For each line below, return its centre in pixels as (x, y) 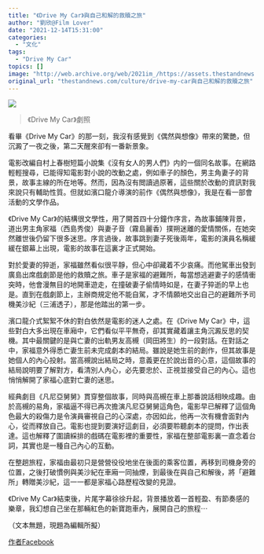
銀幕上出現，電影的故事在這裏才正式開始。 (90, 248)
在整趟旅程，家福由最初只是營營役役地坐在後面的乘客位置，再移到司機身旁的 (132, 462)
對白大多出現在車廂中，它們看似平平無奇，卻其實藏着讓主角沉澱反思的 (128, 330)
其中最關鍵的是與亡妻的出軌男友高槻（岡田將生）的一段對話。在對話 (132, 340)
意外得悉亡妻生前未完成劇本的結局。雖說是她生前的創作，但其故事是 (145, 350)
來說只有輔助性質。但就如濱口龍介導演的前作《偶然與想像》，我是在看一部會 (130, 192)
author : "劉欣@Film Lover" (51, 23)
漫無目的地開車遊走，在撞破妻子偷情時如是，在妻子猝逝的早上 (142, 284)
